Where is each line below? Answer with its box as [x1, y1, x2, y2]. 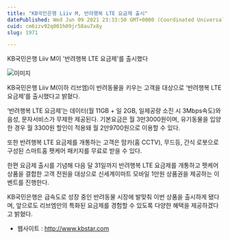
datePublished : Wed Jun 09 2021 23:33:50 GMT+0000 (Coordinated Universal [7, 16, 225, 23]
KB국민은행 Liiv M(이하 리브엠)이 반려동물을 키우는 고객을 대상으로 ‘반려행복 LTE [7, 83, 222, 92]
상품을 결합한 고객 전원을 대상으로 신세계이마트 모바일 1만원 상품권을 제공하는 [7, 170, 213, 178]
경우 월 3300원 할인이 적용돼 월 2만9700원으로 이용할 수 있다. [14, 124, 181, 132]
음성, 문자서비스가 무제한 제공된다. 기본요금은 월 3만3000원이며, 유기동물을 [7, 115, 209, 124]
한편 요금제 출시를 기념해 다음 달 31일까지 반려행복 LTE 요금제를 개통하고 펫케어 [7, 161, 219, 169]
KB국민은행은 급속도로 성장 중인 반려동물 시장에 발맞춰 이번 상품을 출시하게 [7, 193, 207, 201]
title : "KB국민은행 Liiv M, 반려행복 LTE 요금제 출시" [7, 10, 149, 17]
